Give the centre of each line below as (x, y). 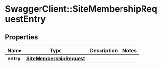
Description (104, 50)
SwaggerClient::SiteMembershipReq (81, 9)
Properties (21, 37)
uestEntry (26, 19)
